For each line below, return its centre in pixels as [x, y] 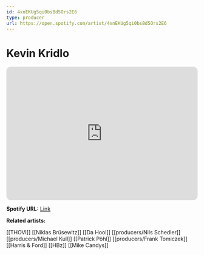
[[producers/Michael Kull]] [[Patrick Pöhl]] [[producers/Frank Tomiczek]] [97, 239]
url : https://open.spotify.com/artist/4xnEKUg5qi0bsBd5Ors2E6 [87, 23]
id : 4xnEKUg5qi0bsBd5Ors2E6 [42, 12]
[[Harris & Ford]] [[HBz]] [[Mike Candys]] [57, 245]
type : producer [25, 18]
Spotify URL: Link [29, 209]
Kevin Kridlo [38, 53]
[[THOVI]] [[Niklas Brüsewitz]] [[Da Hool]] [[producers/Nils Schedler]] [93, 233]
